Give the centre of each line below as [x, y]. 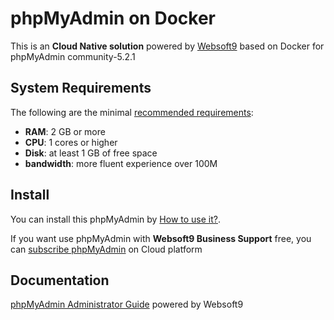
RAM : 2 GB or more [65, 131]
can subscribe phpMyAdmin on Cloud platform [106, 249]
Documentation [60, 280]
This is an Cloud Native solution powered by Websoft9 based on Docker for [167, 46]
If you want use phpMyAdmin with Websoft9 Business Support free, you [161, 238]
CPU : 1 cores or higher [71, 142]
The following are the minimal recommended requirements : [132, 112]
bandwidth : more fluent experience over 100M [121, 163]
